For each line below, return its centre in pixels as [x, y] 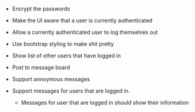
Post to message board [41, 67]
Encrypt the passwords [41, 9]
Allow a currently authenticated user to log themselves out [85, 32]
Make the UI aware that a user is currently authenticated [82, 20]
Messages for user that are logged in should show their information [105, 103]
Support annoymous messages [51, 79]
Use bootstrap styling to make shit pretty [63, 44]
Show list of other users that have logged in [66, 56]
